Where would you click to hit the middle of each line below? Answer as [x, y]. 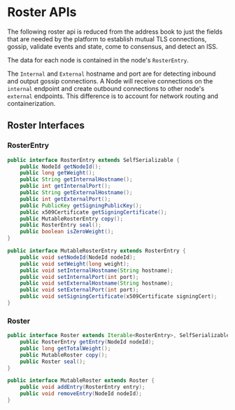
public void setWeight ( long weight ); [75, 264]
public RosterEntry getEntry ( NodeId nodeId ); [87, 342]
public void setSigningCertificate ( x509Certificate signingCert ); [119, 296]
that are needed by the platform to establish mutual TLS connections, [107, 39]
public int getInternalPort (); [65, 186]
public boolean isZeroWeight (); [67, 232]
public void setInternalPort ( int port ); [79, 277]
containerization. [31, 103]
